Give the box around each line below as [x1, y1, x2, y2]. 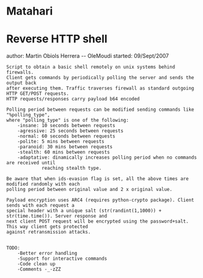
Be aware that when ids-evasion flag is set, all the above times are [6, 176, 189, 182]
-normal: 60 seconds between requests [17, 133, 115, 139]
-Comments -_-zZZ [17, 266, 61, 273]
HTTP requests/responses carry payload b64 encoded [6, 96, 140, 102]
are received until [6, 160, 56, 166]
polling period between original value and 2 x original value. [6, 187, 173, 193]
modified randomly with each [6, 181, 80, 187]
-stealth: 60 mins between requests [17, 149, 111, 156]
